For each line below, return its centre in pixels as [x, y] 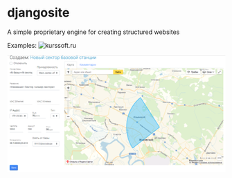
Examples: [22, 45]
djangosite [38, 13]
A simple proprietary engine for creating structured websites [93, 32]
